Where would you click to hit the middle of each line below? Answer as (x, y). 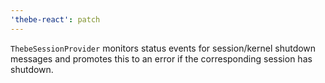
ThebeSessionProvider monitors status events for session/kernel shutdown (163, 48)
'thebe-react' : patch (55, 19)
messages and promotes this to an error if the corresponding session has (161, 58)
